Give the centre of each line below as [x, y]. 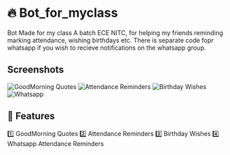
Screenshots [36, 70]
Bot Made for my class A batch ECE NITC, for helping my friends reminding [115, 32]
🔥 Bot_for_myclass [63, 13]
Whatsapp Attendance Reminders [56, 143]
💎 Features [31, 116]
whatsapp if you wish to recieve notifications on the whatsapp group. [107, 48]
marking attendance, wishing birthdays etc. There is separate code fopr [110, 40]
